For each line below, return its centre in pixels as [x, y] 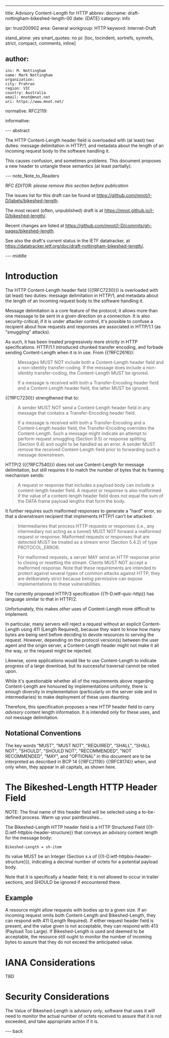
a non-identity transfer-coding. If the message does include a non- [87, 367]
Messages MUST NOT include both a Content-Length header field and [91, 362]
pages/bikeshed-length [29, 231]
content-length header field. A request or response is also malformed [89, 490]
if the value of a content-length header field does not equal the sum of [90, 496]
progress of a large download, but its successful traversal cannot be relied [82, 666]
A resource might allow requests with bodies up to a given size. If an [76, 910]
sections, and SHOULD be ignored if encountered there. [63, 882]
